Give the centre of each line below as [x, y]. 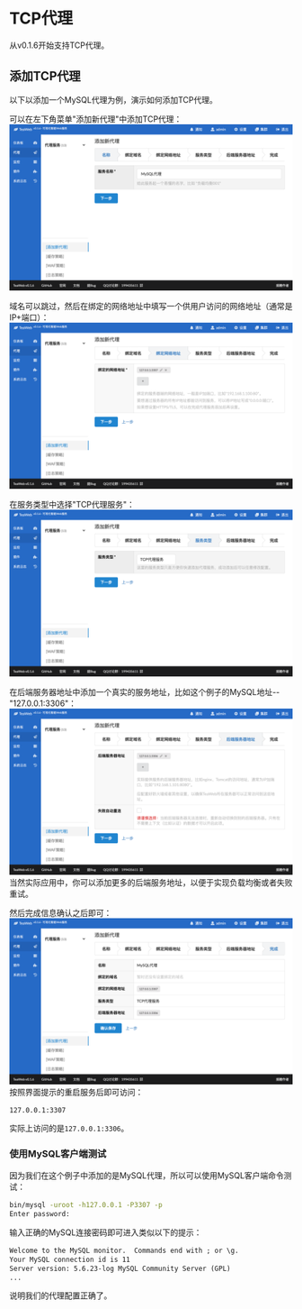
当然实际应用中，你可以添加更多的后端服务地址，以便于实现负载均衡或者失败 [151, 883]
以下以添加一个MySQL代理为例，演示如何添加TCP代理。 [113, 99]
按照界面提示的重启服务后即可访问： [76, 1093]
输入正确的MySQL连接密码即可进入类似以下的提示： [106, 1232]
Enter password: [40, 1214]
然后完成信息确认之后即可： [61, 913]
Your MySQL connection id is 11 [70, 1260]
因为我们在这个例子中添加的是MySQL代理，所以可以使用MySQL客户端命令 [147, 1175]
